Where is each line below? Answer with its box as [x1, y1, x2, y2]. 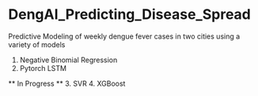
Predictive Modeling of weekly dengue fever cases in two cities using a [8, 31, 241, 41]
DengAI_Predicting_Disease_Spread [8, 6, 252, 24]
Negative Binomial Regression [19, 55, 118, 65]
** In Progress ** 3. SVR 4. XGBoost [8, 79, 126, 88]
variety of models [8, 39, 66, 49]
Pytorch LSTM [19, 63, 67, 72]
